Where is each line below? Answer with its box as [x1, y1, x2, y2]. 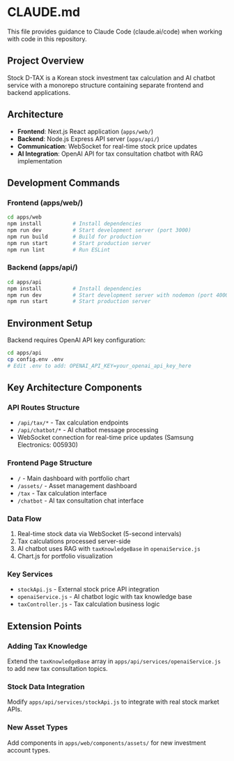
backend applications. [7, 88, 71, 96]
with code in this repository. [7, 34, 87, 43]
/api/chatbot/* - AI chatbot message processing [17, 426, 159, 434]
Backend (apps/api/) [7, 263, 78, 272]
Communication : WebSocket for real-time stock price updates [17, 142, 197, 150]
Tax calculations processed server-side [17, 537, 131, 545]
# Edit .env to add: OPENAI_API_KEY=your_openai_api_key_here [7, 362, 192, 369]
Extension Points [7, 620, 82, 632]
